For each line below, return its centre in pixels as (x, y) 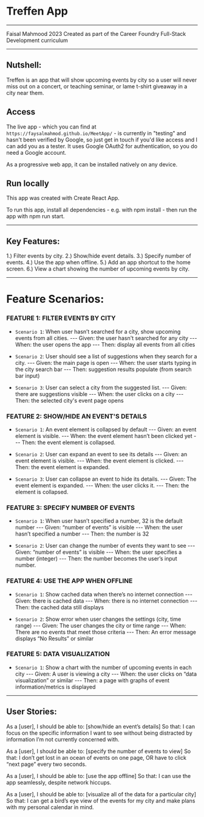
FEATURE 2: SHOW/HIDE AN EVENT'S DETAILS (76, 416)
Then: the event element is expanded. (63, 467)
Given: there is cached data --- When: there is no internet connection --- (106, 601)
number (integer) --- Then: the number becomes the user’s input (96, 559)
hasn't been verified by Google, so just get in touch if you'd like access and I (102, 140)
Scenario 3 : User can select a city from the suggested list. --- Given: (101, 387)
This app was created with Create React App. (63, 198)
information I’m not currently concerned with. (63, 739)
